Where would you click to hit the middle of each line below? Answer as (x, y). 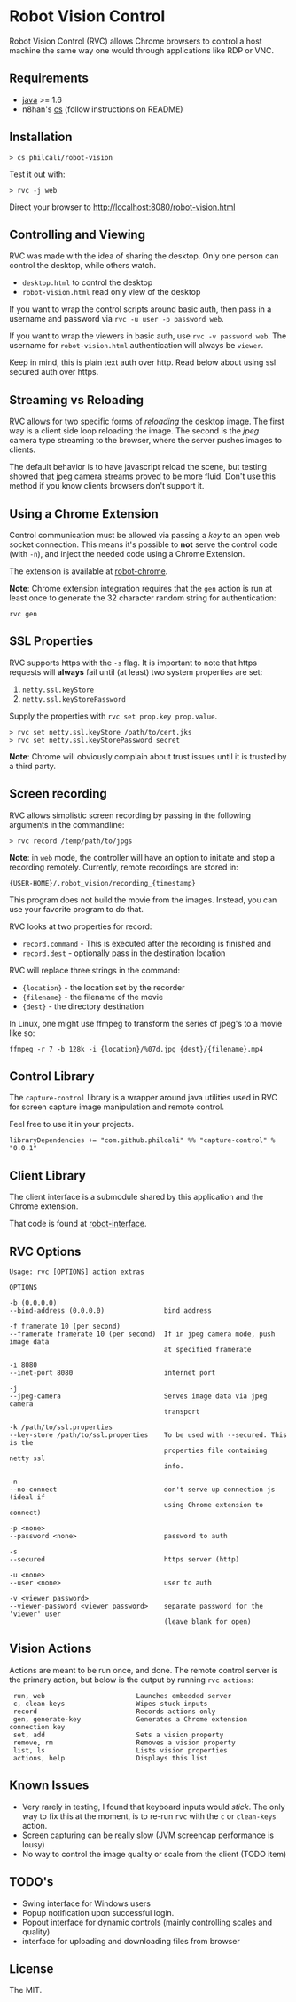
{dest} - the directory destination (83, 1006)
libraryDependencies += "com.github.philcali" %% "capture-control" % (142, 1140)
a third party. (32, 766)
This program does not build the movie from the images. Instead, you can (143, 900)
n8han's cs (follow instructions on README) (102, 109)
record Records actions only (114, 1712)
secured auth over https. (54, 372)
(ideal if (27, 1498)
